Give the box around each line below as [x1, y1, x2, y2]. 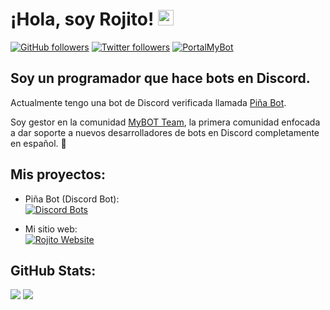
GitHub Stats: [10, 262, 97, 279]
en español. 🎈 [10, 137, 67, 149]
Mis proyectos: [10, 166, 107, 183]
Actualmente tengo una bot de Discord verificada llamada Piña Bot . [10, 96, 287, 108]
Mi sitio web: [24, 223, 78, 235]
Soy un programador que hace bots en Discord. [10, 70, 311, 87]
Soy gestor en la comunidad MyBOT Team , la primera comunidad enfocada [10, 116, 321, 128]
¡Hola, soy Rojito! [10, 8, 155, 31]
